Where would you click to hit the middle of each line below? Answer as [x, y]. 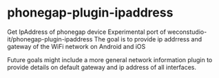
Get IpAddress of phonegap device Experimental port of [87, 32]
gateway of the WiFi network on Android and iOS [76, 46]
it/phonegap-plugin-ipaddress [50, 39]
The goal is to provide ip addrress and [148, 39]
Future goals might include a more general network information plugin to [110, 59]
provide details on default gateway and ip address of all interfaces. [102, 67]
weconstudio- [187, 32]
